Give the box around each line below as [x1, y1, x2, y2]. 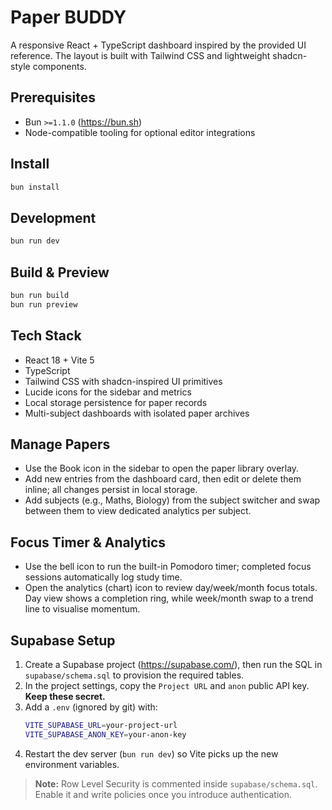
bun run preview [10, 299, 78, 310]
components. [32, 60, 87, 72]
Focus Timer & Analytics [10, 534, 167, 551]
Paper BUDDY [10, 6, 127, 29]
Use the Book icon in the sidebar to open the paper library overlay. [24, 462, 300, 475]
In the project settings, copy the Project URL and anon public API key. [24, 679, 310, 691]
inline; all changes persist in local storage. [24, 484, 198, 496]
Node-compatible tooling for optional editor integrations [24, 126, 256, 138]
